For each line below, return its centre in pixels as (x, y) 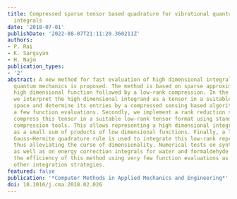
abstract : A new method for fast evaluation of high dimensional (105, 79)
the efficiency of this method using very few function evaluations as (121, 158)
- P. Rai (20, 47)
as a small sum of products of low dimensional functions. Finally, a (120, 132)
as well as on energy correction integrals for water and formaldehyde (121, 152)
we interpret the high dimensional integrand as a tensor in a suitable (123, 99)
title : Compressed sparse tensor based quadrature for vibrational (109, 14)
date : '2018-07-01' (36, 27)
